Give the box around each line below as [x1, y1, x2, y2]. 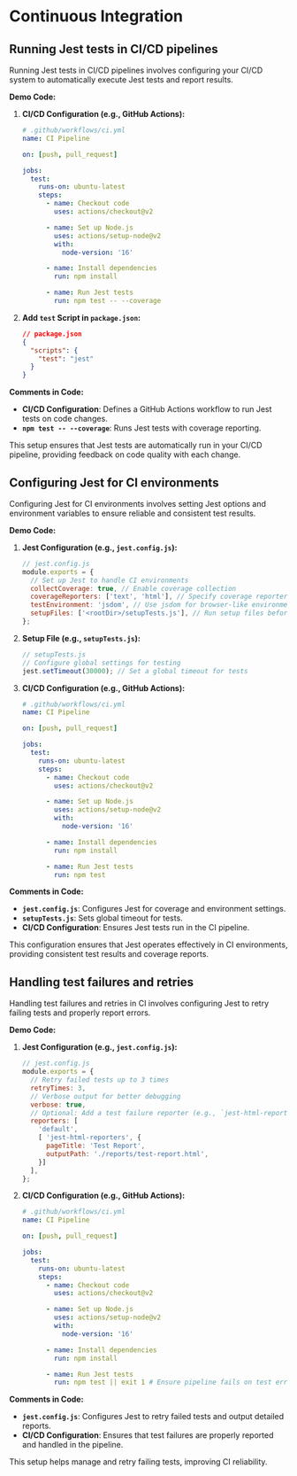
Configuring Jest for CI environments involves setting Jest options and [9, 498, 267, 509]
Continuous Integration [9, 6, 184, 27]
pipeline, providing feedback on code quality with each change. [9, 449, 241, 460]
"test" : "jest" [38, 354, 95, 363]
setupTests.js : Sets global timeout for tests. [21, 913, 183, 923]
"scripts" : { [30, 346, 79, 355]
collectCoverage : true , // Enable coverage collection [30, 584, 237, 593]
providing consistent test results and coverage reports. [9, 949, 209, 959]
